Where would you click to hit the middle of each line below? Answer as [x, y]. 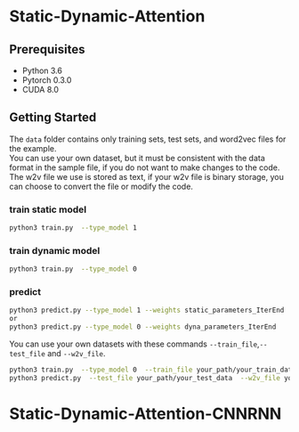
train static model [48, 209]
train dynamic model [55, 250]
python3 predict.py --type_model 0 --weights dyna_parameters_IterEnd [143, 327]
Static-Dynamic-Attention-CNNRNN [145, 414]
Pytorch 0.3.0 [47, 80]
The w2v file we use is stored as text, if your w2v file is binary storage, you [147, 176]
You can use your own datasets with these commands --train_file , [134, 344]
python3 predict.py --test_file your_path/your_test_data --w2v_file [145, 378]
